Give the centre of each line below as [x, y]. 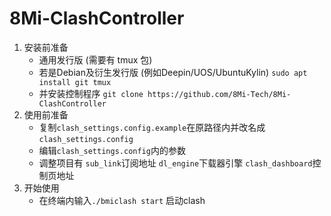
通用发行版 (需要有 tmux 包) [95, 59]
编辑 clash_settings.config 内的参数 [112, 150]
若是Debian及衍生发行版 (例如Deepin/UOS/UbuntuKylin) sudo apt [173, 72]
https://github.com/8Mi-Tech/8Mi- [219, 94]
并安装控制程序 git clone [91, 93]
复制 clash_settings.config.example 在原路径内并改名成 [152, 127]
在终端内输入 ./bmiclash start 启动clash [122, 200]
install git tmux [75, 82]
